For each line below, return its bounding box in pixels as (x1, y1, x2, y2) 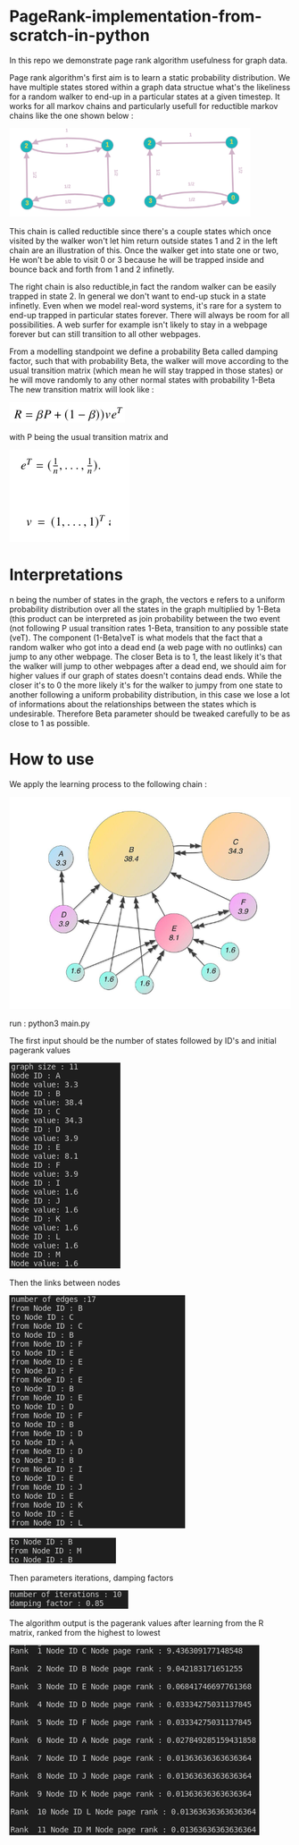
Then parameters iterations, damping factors (9, 1572, 174, 1583)
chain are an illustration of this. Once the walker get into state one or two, (9, 244, 279, 256)
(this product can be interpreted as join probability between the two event (9, 613, 281, 623)
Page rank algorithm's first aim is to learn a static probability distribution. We (9, 72, 291, 82)
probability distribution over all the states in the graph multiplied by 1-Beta (9, 604, 281, 614)
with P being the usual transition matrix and (9, 431, 169, 442)
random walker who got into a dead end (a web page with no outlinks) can (9, 641, 283, 652)
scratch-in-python (9, 25, 150, 46)
